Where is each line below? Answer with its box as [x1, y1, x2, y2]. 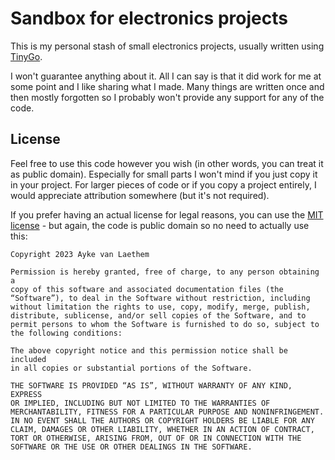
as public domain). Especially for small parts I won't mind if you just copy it [10, 168, 318, 180]
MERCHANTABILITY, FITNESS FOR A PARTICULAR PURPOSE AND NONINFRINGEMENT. [10, 407, 325, 417]
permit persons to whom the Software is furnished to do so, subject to [10, 319, 320, 329]
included [10, 354, 47, 364]
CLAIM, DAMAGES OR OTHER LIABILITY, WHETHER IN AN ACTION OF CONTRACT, [10, 424, 315, 434]
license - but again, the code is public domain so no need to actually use [10, 219, 310, 231]
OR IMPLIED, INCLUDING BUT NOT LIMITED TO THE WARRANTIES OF [10, 398, 271, 408]
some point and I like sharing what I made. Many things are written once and [10, 80, 325, 92]
